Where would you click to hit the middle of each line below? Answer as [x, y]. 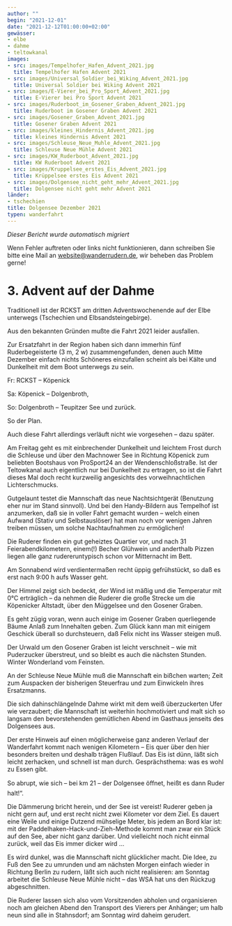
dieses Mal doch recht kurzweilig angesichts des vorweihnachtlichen [106, 477]
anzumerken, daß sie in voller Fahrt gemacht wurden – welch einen [103, 513]
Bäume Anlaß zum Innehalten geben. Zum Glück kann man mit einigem [109, 626]
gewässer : [22, 33]
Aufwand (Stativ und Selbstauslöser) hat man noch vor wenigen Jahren [110, 520]
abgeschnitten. [29, 886]
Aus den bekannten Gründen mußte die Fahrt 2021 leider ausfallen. [103, 331]
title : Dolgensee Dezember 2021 [54, 208]
